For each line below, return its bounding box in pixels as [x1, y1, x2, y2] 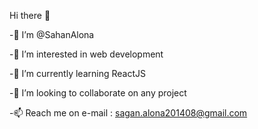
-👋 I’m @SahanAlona [9, 29, 95, 40]
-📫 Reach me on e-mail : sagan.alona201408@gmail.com [9, 107, 248, 119]
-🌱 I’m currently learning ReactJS [9, 68, 146, 79]
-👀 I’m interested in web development [9, 48, 164, 60]
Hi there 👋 [9, 10, 51, 21]
